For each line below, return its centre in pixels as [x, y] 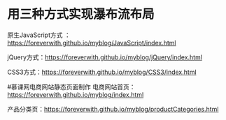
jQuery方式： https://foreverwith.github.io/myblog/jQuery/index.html [105, 57]
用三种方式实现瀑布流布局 [81, 14]
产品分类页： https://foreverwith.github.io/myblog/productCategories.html [113, 109]
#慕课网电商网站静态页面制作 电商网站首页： [71, 87]
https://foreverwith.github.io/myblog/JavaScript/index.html [92, 43]
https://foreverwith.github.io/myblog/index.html [76, 94]
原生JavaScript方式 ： [39, 35]
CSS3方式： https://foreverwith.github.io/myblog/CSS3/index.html [102, 72]
